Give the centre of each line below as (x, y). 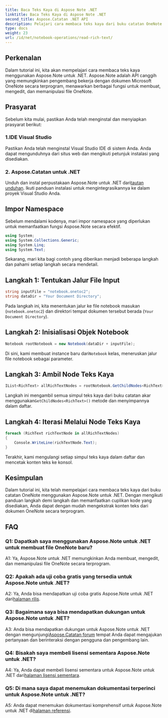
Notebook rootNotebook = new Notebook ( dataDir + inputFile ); (70, 344)
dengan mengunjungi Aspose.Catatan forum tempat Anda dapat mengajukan (84, 634)
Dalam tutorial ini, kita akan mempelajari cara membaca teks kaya (72, 70)
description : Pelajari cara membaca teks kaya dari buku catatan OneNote (84, 24)
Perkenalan (23, 58)
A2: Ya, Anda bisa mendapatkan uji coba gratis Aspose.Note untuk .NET (79, 594)
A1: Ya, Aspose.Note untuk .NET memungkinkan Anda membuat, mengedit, (82, 558)
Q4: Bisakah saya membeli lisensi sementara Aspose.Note (77, 652)
